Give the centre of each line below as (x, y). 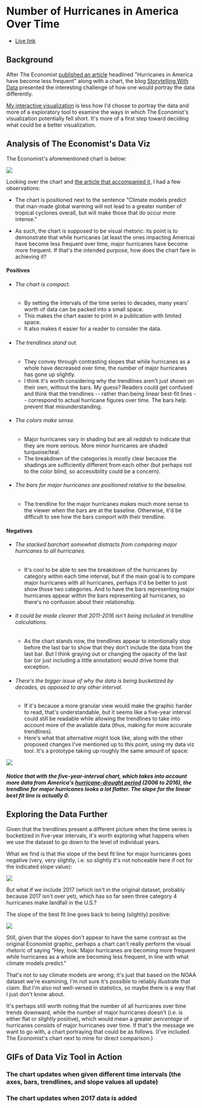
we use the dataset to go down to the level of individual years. (84, 842)
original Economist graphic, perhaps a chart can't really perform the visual (99, 944)
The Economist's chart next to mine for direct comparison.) (80, 1038)
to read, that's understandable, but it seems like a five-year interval (107, 712)
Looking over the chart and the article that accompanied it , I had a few (93, 181)
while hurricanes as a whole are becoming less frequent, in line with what (97, 957)
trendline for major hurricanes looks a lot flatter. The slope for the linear (99, 789)
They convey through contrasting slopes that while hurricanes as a (107, 361)
